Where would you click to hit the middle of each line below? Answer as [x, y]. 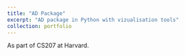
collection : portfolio [39, 26]
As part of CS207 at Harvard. [48, 46]
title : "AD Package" [37, 13]
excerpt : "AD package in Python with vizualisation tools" [93, 20]
